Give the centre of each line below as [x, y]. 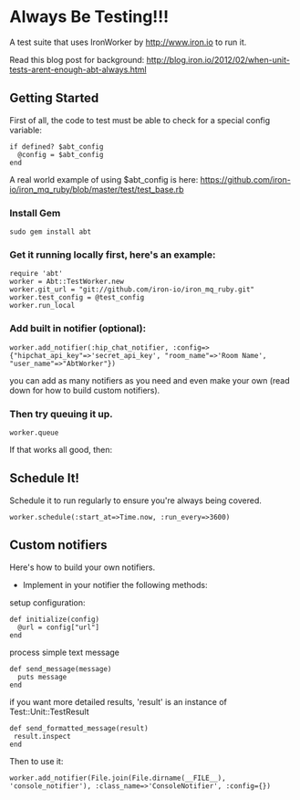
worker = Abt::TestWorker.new [67, 282]
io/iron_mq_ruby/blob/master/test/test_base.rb [97, 189]
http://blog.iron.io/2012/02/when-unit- [218, 59]
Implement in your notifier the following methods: [115, 584]
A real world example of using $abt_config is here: [104, 179]
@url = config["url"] [59, 627]
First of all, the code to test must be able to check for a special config [140, 120]
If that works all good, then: [61, 449]
